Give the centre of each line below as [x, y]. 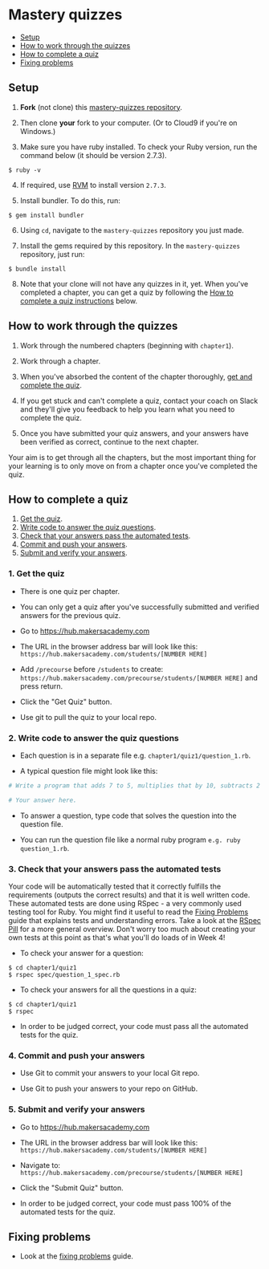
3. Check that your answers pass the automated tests [115, 868]
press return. [41, 686]
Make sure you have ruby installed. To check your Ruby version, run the [139, 147]
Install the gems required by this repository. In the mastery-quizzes [130, 246]
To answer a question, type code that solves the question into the [128, 815]
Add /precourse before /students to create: [92, 669]
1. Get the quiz [37, 574]
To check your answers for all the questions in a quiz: [108, 990]
